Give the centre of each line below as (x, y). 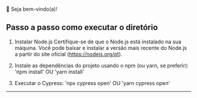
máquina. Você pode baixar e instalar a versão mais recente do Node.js (101, 48)
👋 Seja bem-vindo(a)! (32, 9)
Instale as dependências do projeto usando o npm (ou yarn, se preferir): (101, 65)
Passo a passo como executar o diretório (82, 27)
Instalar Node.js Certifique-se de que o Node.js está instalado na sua (98, 42)
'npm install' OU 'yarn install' (49, 72)
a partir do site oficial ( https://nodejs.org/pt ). (68, 54)
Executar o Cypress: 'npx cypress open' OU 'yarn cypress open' (92, 83)
